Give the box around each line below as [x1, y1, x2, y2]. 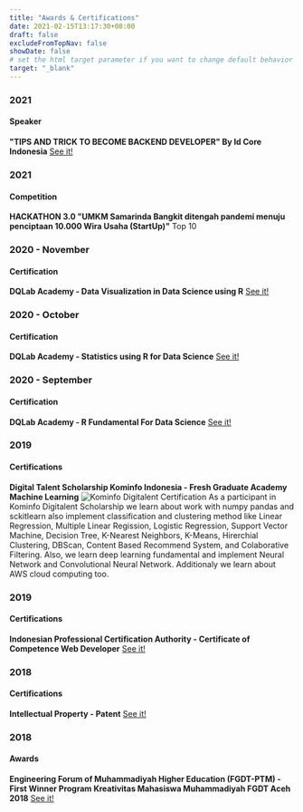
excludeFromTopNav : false [9, 38, 107, 48]
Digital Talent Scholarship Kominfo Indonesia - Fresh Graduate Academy [9, 481, 288, 492]
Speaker [9, 116, 43, 127]
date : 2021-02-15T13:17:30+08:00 [9, 22, 136, 31]
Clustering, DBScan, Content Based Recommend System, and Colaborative [9, 539, 289, 550]
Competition [9, 191, 58, 202]
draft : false [9, 30, 59, 39]
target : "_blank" [9, 64, 75, 73]
